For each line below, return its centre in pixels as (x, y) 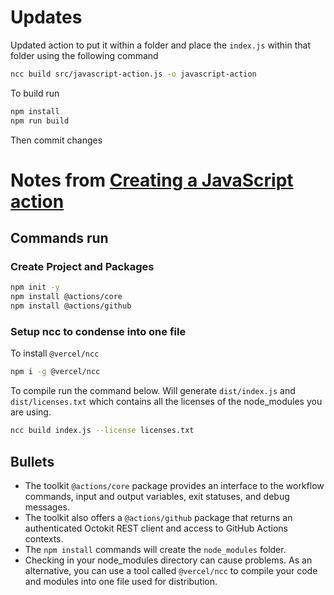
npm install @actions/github (71, 306)
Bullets (32, 461)
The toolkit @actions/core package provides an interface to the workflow (174, 485)
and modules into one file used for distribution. (121, 581)
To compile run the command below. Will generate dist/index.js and (153, 391)
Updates (46, 17)
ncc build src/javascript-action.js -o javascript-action (133, 74)
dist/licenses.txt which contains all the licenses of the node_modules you (166, 402)
